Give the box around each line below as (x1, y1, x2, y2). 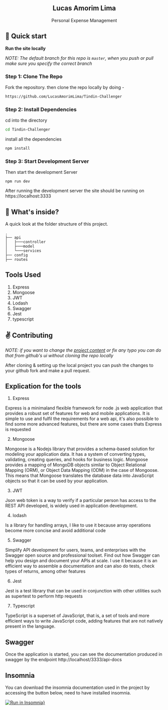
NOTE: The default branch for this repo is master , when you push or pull (5, 55, 154, 61)
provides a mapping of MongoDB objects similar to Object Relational (5, 462, 146, 468)
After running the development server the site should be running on (5, 188, 144, 194)
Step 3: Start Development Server (5, 158, 89, 165)
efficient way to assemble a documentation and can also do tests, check (5, 563, 154, 569)
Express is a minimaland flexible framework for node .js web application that (5, 405, 163, 411)
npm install (5, 146, 30, 151)
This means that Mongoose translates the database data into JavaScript (5, 472, 154, 479)
